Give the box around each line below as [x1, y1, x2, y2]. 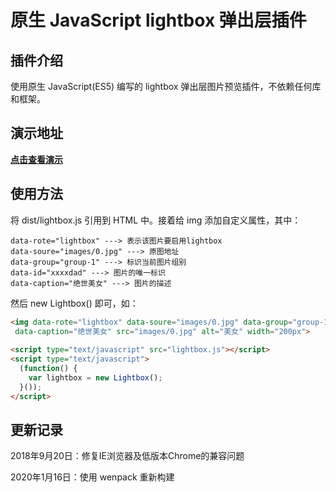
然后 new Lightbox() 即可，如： [10, 297, 139, 309]
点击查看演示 [10, 153, 63, 165]
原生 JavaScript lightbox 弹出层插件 [10, 9, 307, 32]
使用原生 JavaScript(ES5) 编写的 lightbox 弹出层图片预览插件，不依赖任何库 [10, 81, 322, 92]
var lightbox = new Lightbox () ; [28, 372, 163, 383]
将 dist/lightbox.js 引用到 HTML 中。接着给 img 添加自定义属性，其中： [10, 214, 302, 226]
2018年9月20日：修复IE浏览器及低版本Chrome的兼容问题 [10, 450, 245, 462]
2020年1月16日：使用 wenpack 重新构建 [10, 471, 175, 483]
